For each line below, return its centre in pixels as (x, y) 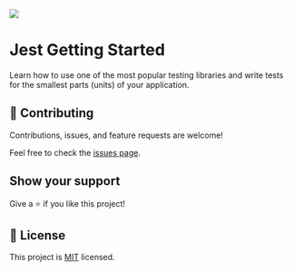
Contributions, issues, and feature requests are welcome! (117, 135)
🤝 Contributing (52, 113)
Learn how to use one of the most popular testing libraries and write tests (146, 75)
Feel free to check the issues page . (75, 152)
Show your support (65, 181)
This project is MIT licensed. (62, 257)
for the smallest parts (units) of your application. (99, 84)
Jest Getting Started (88, 50)
